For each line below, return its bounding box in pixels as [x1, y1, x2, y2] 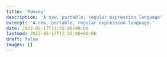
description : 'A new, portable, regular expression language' [6, 14, 163, 20]
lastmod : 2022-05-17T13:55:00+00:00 [6, 31, 97, 37]
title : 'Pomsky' [6, 8, 46, 15]
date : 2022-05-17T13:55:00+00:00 [6, 25, 89, 31]
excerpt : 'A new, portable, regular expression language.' [6, 20, 155, 26]
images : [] [6, 42, 33, 48]
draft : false [6, 36, 38, 42]
